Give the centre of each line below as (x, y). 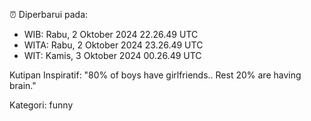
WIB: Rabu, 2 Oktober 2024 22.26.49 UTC (111, 34)
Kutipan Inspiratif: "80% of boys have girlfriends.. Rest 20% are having (155, 75)
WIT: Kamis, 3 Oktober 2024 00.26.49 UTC (112, 55)
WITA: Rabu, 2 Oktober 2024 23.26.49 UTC (113, 45)
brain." (23, 85)
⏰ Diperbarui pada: (49, 14)
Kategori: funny (41, 105)
